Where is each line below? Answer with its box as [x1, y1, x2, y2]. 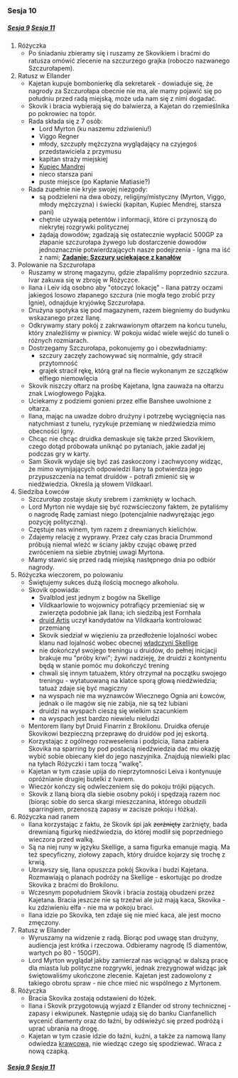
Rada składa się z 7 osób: [28, 117, 103, 125]
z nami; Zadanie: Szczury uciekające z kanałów [38, 253, 182, 261]
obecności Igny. [28, 426, 75, 435]
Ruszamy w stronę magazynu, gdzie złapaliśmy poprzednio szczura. [28, 268, 229, 276]
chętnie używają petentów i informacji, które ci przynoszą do [38, 215, 217, 223]
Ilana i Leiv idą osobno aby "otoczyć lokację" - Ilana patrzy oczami [28, 283, 223, 292]
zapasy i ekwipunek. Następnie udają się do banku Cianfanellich [28, 1009, 217, 1018]
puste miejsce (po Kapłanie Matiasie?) [38, 177, 151, 186]
